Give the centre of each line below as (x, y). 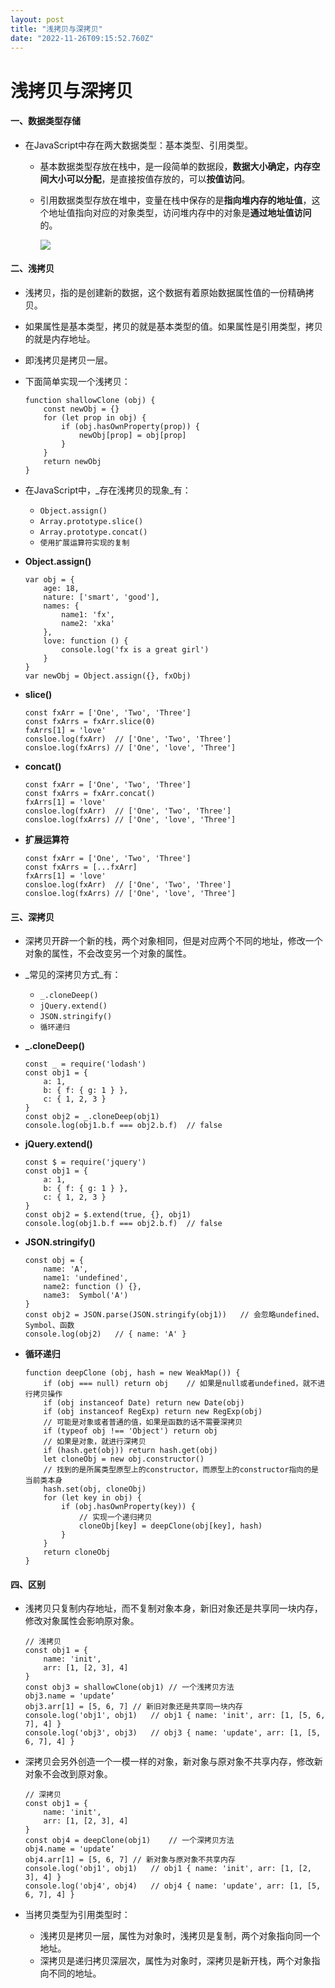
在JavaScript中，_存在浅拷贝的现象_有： (108, 490)
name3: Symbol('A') (86, 1296)
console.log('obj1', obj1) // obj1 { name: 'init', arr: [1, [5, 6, (175, 1716)
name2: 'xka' (88, 623)
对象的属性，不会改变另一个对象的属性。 (108, 953)
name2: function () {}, (92, 1287)
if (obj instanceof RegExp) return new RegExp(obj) (153, 1412)
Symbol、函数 (49, 1326)
